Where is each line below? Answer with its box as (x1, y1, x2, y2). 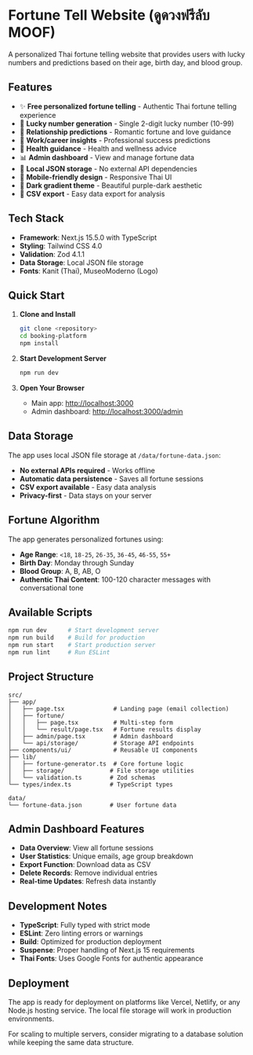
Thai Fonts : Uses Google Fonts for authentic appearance (19, 954, 204, 963)
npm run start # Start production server (8, 641, 156, 649)
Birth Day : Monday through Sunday (19, 557, 135, 568)
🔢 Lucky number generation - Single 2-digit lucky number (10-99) (19, 119, 235, 128)
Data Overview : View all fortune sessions (19, 844, 154, 853)
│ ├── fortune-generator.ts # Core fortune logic (8, 759, 184, 768)
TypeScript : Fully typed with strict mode (19, 921, 150, 930)
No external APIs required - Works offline (19, 465, 155, 475)
